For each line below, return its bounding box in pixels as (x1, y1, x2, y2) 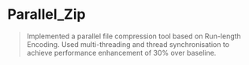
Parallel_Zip (7, 5, 86, 23)
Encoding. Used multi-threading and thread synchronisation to (26, 39, 230, 49)
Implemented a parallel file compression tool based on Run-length (26, 31, 241, 41)
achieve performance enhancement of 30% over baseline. (26, 48, 217, 57)
